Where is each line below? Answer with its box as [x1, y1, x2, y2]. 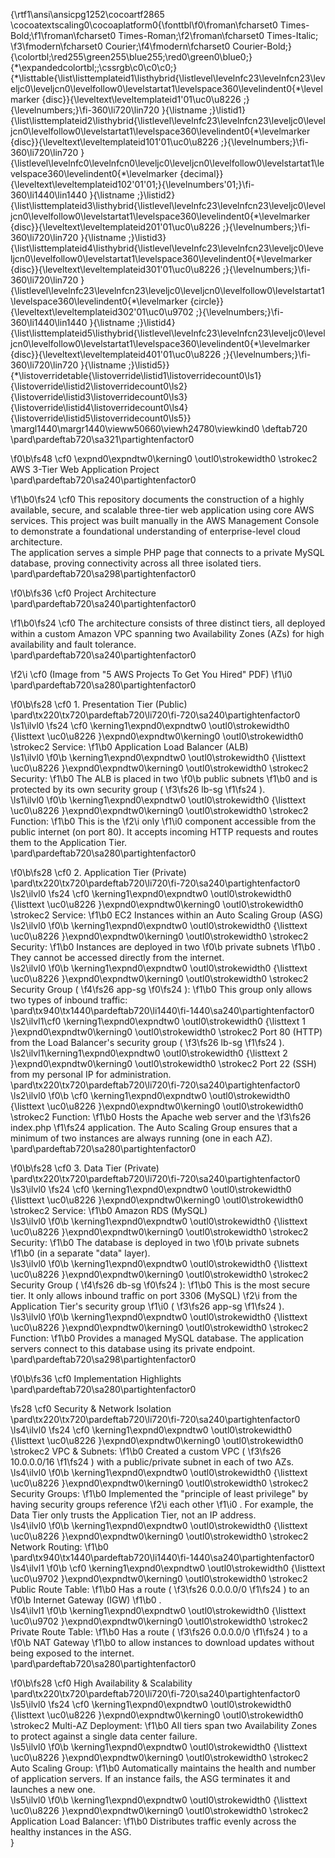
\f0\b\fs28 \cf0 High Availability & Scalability [10, 1677, 193, 1689]
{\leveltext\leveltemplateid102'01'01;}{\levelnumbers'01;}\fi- [10, 179, 255, 190]
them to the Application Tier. [10, 837, 128, 848]
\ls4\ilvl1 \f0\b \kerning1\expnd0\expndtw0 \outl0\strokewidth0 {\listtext [10, 1605, 307, 1616]
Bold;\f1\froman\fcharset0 [10, 30, 117, 41]
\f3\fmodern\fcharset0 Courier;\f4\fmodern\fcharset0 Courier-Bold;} [10, 40, 293, 52]
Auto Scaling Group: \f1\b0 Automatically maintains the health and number [10, 1762, 317, 1774]
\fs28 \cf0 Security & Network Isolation [10, 1403, 172, 1414]
